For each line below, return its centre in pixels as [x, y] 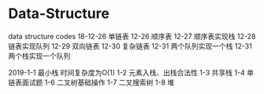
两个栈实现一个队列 [39, 56]
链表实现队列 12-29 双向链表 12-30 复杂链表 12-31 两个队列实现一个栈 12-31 [130, 46]
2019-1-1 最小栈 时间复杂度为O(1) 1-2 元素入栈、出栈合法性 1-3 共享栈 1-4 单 [131, 72]
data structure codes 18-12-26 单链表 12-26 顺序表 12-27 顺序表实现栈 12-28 [132, 36]
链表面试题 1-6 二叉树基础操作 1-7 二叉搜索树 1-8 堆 [91, 82]
